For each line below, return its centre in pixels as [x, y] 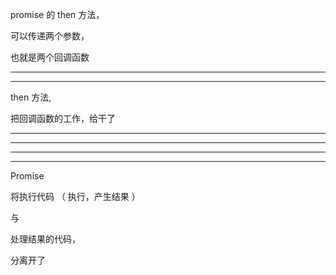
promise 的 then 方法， [57, 14]
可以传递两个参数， [50, 36]
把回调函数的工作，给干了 [63, 118]
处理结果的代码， [45, 239]
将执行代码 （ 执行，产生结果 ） [75, 196]
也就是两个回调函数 [50, 57]
